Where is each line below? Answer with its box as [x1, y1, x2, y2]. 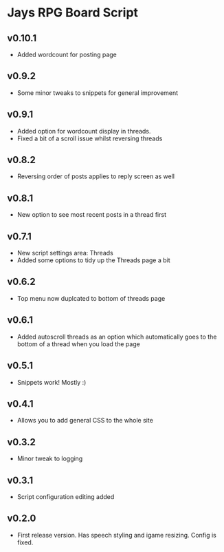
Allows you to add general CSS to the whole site [16, 416, 153, 425]
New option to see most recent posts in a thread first [16, 211, 167, 219]
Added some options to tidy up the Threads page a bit [16, 256, 170, 264]
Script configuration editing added [16, 492, 115, 500]
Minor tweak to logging [16, 454, 83, 463]
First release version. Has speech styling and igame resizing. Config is [16, 531, 216, 539]
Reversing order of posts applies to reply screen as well [16, 172, 175, 180]
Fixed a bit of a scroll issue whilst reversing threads [16, 134, 163, 142]
